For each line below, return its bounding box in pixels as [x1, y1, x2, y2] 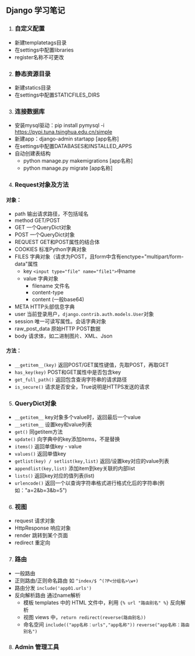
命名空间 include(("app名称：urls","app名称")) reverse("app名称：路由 [23, 621, 190, 628]
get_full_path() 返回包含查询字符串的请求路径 [14, 376, 127, 383]
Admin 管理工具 [14, 643, 60, 651]
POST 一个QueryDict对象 [14, 231, 75, 238]
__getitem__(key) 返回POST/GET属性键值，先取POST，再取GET [14, 361, 169, 368]
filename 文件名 [32, 283, 70, 290]
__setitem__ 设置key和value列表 [14, 421, 92, 428]
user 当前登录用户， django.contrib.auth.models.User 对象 [14, 311, 154, 318]
